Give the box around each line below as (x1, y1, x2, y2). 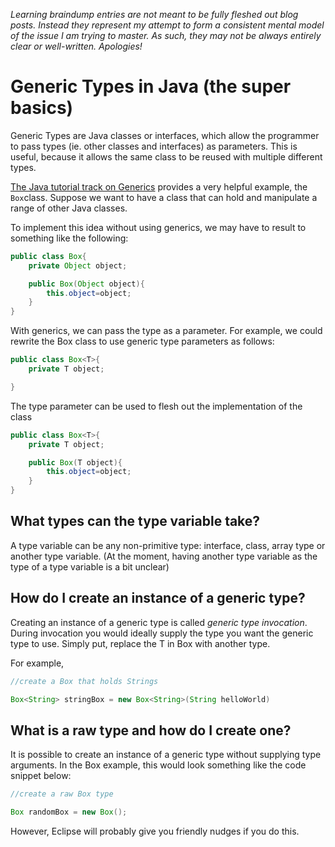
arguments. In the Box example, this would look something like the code (10, 759, 307, 771)
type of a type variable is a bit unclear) (10, 560, 170, 573)
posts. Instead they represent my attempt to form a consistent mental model (10, 19, 325, 31)
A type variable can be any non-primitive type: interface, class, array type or (10, 539, 326, 551)
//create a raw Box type (10, 789, 114, 799)
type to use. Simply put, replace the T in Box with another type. (10, 637, 271, 649)
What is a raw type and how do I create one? (10, 722, 292, 739)
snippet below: (10, 770, 72, 782)
